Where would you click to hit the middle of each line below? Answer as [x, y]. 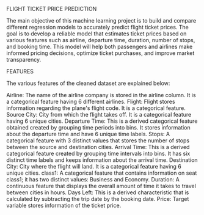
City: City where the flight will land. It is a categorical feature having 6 [94, 166]
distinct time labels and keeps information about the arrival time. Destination [102, 160]
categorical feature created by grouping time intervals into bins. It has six [98, 153]
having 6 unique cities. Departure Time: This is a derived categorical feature [102, 121]
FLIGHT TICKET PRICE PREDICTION [52, 9]
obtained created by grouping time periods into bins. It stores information [98, 127]
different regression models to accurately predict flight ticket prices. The [98, 27]
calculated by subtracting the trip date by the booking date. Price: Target [98, 199]
